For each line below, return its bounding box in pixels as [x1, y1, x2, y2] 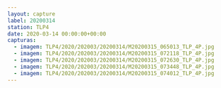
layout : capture [7, 10, 55, 18]
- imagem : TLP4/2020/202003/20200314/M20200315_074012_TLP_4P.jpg [14, 70, 215, 77]
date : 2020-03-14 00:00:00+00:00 [7, 30, 107, 38]
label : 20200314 [7, 17, 55, 24]
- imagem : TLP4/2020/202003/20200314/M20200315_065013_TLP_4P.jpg [14, 43, 215, 50]
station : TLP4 [7, 23, 50, 31]
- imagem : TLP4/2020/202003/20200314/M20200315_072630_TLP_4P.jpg [14, 57, 215, 64]
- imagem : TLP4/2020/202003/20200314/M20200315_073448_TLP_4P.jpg [14, 63, 215, 70]
